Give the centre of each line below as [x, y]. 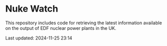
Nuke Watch [32, 9]
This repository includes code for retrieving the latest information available [84, 23]
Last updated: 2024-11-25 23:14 [39, 38]
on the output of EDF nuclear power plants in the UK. [61, 28]
